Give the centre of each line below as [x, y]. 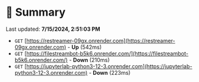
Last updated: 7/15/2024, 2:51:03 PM [53, 29]
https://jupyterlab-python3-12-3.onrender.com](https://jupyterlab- [110, 66]
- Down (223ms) [110, 72]
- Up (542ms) [84, 47]
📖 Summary [36, 12]
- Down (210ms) [89, 60]
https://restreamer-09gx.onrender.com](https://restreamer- [101, 40]
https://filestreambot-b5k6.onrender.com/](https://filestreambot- [107, 53]
